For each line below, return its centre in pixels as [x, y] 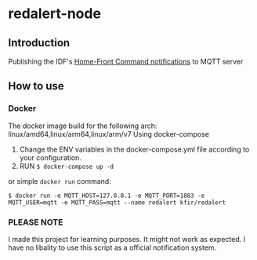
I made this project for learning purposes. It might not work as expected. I [127, 239]
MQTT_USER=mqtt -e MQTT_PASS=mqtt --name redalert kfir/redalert [117, 202]
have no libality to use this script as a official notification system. [112, 247]
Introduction [39, 43]
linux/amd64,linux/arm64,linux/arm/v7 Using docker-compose [109, 134]
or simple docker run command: [60, 181]
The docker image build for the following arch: [83, 126]
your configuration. [51, 157]
